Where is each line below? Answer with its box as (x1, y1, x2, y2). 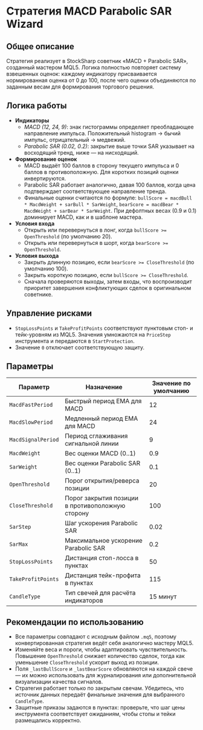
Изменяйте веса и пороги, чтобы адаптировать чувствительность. (14, 646, 188, 653)
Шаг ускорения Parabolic (64, 519, 138, 527)
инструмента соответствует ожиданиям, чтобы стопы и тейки (14, 711, 176, 718)
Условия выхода (14, 252, 59, 259)
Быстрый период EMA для (64, 397, 142, 406)
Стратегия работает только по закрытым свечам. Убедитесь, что (14, 685, 184, 692)
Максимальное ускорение (64, 537, 143, 545)
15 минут (149, 592, 177, 601)
